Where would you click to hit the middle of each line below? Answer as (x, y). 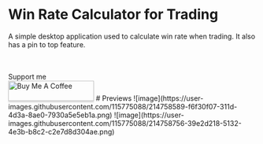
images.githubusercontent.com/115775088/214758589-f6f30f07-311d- (123, 106)
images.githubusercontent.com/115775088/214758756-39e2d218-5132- (125, 123)
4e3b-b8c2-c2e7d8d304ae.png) (61, 131)
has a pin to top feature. (47, 44)
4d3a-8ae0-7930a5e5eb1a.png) (60, 115)
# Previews (114, 98)
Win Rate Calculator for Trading (113, 15)
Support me (28, 76)
